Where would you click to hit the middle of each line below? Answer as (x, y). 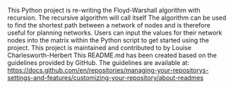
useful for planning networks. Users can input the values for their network (115, 32)
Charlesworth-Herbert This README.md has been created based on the (112, 55)
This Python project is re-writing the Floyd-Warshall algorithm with (104, 10)
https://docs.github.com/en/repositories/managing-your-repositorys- (108, 70)
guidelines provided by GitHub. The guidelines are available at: (98, 63)
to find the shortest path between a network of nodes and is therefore (109, 25)
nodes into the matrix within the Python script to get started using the (108, 40)
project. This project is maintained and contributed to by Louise (100, 48)
